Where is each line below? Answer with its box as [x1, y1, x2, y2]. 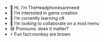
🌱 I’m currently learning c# [9, 15, 65, 21]
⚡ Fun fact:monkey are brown [9, 31, 71, 37]
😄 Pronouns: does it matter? [9, 26, 69, 32]
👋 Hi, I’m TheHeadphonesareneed [9, 5, 80, 10]
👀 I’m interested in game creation [9, 10, 78, 16]
